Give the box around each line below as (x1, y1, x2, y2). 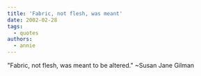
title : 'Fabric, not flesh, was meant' (7, 10, 123, 17)
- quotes (13, 29, 39, 37)
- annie (13, 42, 36, 49)
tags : (7, 23, 23, 30)
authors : (7, 36, 33, 43)
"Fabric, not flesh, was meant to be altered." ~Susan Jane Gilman (7, 61, 195, 69)
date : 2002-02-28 (7, 17, 58, 23)
